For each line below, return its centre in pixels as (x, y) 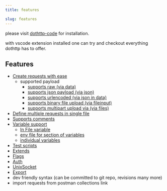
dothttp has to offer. (26, 48)
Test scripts (25, 146)
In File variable (35, 130)
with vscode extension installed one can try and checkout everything (77, 43)
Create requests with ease (40, 76)
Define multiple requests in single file (51, 114)
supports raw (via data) (52, 87)
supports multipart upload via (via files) (68, 108)
